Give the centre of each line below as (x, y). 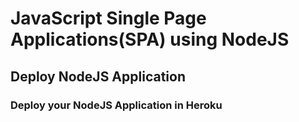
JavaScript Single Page (108, 18)
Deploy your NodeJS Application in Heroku (116, 105)
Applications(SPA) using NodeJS (150, 39)
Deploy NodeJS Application (98, 76)
